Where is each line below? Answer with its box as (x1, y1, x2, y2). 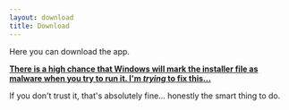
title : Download (9, 21, 70, 30)
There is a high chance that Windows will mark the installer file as (9, 63, 259, 74)
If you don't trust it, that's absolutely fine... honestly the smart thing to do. (9, 90, 281, 101)
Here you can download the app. (9, 46, 130, 56)
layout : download (9, 13, 74, 22)
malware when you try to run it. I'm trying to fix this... (9, 72, 212, 83)
